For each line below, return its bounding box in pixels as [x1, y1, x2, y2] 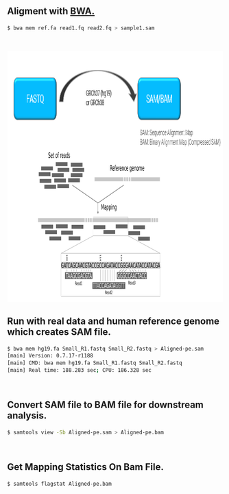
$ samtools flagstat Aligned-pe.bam [7, 480, 112, 487]
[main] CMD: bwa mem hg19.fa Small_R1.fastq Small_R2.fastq [7, 360, 183, 366]
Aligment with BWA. [7, 5, 95, 17]
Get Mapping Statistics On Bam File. [7, 461, 165, 473]
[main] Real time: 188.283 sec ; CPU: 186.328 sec [7, 367, 152, 374]
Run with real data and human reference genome [7, 316, 220, 327]
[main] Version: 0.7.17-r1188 [7, 353, 94, 360]
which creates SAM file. [7, 326, 112, 338]
